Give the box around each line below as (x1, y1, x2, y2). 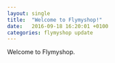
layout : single (7, 10, 51, 17)
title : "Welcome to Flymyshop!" (7, 16, 103, 23)
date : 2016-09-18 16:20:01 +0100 (7, 23, 109, 29)
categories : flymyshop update (7, 29, 94, 36)
